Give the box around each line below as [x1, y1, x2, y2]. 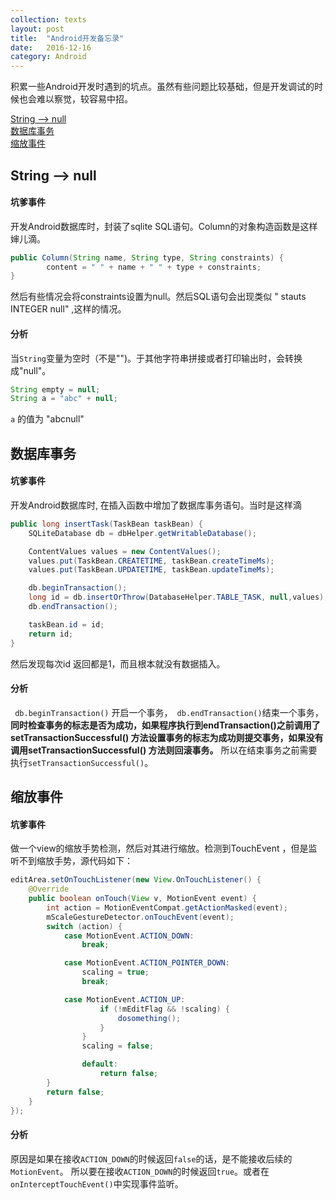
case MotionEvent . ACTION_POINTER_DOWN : [63, 958, 230, 968]
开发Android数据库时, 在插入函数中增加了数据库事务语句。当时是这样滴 [10, 499, 302, 511]
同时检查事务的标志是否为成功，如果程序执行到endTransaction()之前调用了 [10, 719, 321, 731]
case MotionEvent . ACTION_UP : [63, 994, 186, 1005]
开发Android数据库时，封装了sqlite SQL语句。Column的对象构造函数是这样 [10, 220, 318, 232]
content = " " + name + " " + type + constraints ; [46, 262, 262, 272]
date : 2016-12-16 [10, 42, 92, 53]
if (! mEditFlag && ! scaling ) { [99, 1004, 230, 1014]
